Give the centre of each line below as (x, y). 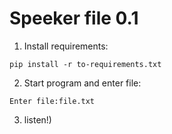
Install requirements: (66, 46)
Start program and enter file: (82, 83)
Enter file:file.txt (52, 101)
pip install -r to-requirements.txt (85, 64)
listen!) (37, 119)
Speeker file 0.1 (74, 18)
